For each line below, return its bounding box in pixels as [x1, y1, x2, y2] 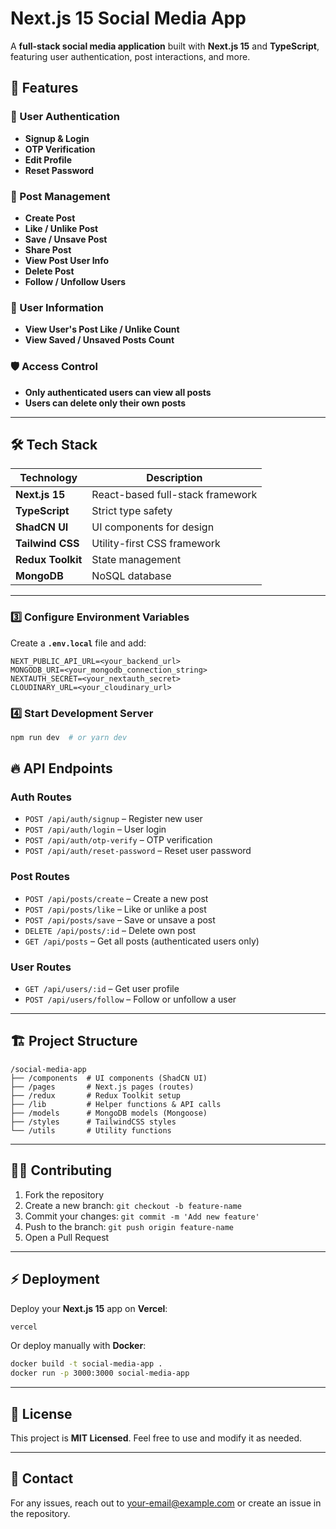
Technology [19, 471, 78, 485]
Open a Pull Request [24, 1231, 110, 1243]
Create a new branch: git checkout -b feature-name [24, 1199, 242, 1211]
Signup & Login [24, 132, 90, 144]
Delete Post [24, 265, 75, 277]
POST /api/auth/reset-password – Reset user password [24, 845, 252, 857]
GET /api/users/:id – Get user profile [24, 983, 180, 995]
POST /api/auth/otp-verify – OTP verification [24, 834, 213, 846]
